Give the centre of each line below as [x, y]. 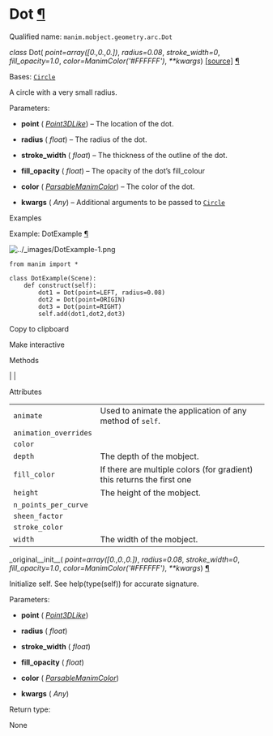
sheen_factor [38, 516]
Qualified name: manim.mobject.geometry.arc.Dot [91, 36]
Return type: [30, 709]
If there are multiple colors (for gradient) [177, 469]
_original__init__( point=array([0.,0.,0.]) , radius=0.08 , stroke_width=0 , [124, 559]
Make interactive [37, 344]
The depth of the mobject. [149, 456]
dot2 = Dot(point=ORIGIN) [82, 300]
